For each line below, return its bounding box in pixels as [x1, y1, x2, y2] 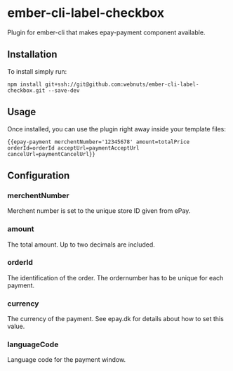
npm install [7, 81, 42, 88]
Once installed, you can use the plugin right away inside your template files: [7, 124, 227, 133]
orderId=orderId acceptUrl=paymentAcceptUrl [7, 144, 140, 152]
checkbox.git [7, 86, 46, 94]
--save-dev [48, 86, 80, 94]
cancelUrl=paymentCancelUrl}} [7, 150, 96, 157]
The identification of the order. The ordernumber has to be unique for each [7, 273, 224, 282]
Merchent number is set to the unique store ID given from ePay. [7, 207, 191, 215]
